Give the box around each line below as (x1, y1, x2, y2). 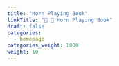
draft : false (7, 23, 45, 30)
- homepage (13, 36, 45, 43)
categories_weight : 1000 (7, 42, 79, 49)
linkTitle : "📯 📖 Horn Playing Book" (7, 16, 113, 23)
